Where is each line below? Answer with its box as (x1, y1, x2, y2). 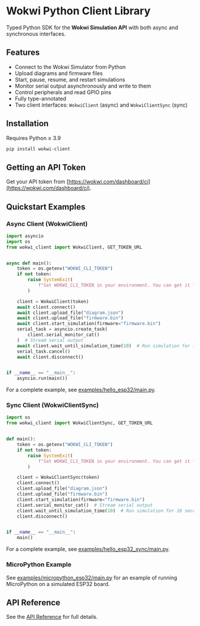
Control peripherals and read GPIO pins (14, 88, 112, 96)
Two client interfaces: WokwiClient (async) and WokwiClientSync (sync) (14, 101, 187, 108)
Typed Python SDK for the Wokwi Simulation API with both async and (6, 24, 179, 31)
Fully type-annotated (14, 95, 67, 102)
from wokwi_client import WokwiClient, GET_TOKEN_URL (6, 244, 143, 250)
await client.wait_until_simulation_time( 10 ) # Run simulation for (17, 342, 190, 349)
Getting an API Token (6, 162, 86, 172)
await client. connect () (17, 304, 76, 310)
